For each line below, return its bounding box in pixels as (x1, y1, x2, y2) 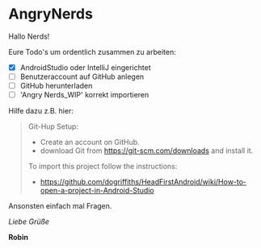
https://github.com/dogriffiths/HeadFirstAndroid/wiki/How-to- (40, 177, 247, 187)
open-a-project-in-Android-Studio (40, 186, 155, 196)
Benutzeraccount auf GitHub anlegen (19, 72, 145, 81)
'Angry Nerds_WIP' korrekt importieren (19, 90, 149, 100)
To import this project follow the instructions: (27, 162, 178, 172)
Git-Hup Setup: (27, 122, 79, 131)
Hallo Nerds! (8, 31, 50, 41)
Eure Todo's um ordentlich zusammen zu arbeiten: (8, 47, 176, 56)
